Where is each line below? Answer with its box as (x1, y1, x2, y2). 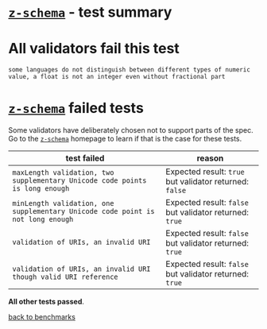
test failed (65, 153, 105, 164)
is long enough (12, 184, 70, 193)
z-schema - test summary (8, 3, 172, 21)
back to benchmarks (8, 312, 75, 322)
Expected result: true (165, 166, 245, 177)
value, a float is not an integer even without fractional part (8, 73, 226, 81)
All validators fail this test (8, 40, 180, 58)
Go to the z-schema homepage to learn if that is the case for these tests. (8, 134, 242, 144)
